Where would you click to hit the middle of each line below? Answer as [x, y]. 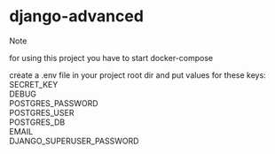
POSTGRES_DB [37, 122]
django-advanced [77, 16]
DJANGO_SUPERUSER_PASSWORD [74, 141]
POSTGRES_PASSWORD [54, 103]
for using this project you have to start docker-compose [111, 58]
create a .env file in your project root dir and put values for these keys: [137, 75]
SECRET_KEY [34, 84]
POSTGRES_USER [42, 112]
